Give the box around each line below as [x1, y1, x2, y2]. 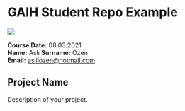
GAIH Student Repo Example [7, 4, 179, 21]
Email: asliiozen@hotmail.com [7, 56, 96, 64]
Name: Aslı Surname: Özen [7, 48, 89, 57]
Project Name [7, 76, 69, 88]
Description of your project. [7, 95, 88, 103]
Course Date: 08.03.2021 [7, 40, 82, 49]
